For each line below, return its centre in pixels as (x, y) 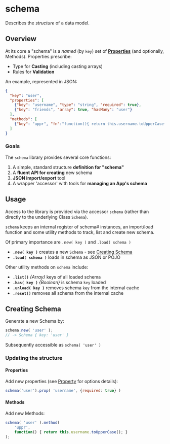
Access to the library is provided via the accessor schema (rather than (77, 212)
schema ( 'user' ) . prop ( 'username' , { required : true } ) (63, 391)
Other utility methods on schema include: (47, 267)
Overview (21, 39)
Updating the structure (34, 358)
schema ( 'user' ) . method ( (32, 423)
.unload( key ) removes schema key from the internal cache (76, 288)
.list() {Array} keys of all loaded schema (57, 277)
